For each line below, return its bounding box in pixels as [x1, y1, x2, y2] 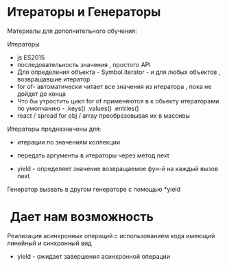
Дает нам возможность [10, 209, 154, 225]
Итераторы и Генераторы [7, 4, 161, 20]
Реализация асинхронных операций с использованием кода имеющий [7, 231, 215, 240]
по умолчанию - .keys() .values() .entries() [16, 104, 139, 112]
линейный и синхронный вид [7, 239, 92, 247]
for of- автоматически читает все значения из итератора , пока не [16, 82, 212, 90]
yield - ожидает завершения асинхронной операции [16, 252, 170, 260]
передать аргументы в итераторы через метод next [16, 151, 169, 160]
